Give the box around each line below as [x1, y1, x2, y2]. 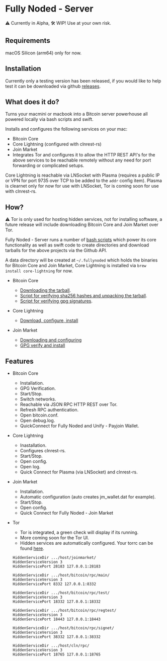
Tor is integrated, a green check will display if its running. [20, 529, 139, 535]
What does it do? [5, 98, 59, 106]
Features [5, 357, 34, 365]
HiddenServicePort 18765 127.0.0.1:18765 [12, 652, 101, 657]
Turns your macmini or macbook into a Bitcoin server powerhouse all [5, 111, 148, 117]
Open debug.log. [20, 418, 55, 423]
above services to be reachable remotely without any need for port [12, 157, 151, 163]
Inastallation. [20, 442, 47, 448]
